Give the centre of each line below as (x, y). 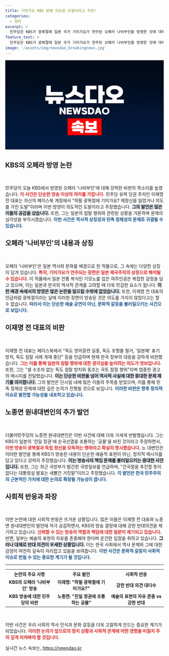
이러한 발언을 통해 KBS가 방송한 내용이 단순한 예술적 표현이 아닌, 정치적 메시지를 (84, 454)
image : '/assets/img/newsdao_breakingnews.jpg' (56, 48)
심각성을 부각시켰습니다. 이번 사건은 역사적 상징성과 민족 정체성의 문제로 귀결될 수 (84, 220)
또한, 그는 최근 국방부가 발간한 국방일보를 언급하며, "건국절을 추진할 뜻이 (91, 466)
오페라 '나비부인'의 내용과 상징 (50, 243)
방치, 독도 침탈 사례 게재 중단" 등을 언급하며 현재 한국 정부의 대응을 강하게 (77, 357)
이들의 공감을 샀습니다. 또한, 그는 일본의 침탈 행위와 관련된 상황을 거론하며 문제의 (84, 213)
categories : (18, 16)
